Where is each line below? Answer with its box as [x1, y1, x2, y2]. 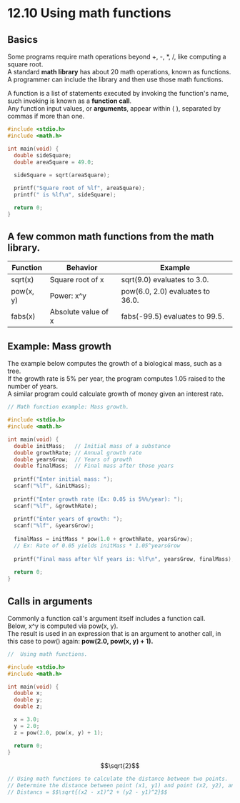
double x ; [14, 689, 43, 697]
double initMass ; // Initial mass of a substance [14, 442, 171, 449]
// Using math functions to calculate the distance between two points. [7, 775, 229, 783]
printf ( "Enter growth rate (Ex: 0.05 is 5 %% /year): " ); [14, 495, 184, 503]
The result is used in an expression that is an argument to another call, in [7, 629, 221, 637]
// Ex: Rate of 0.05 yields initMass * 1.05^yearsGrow [14, 542, 181, 549]
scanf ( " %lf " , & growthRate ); [14, 502, 98, 509]
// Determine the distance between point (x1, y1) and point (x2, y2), [7, 782, 225, 789]
